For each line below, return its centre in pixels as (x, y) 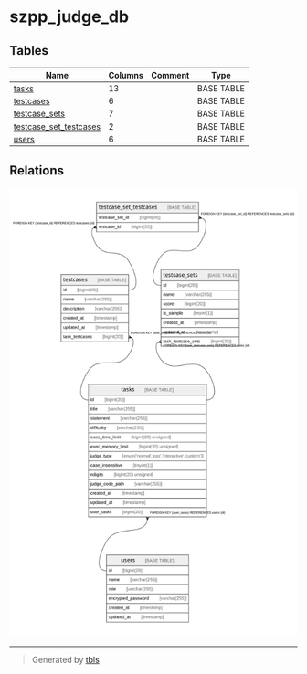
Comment (170, 75)
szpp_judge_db (69, 17)
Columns (126, 75)
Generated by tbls (66, 659)
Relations (37, 170)
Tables (29, 51)
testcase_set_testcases (57, 126)
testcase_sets (39, 114)
